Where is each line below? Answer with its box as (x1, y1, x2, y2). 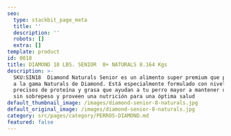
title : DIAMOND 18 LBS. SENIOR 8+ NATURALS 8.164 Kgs (7, 61, 168, 68)
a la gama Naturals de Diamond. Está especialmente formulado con (13, 80, 208, 87)
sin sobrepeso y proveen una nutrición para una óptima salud (13, 93, 195, 100)
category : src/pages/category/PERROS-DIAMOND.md (7, 112, 149, 119)
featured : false (7, 118, 54, 126)
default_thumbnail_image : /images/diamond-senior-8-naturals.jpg (7, 100, 198, 106)
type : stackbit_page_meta (13, 16, 88, 23)
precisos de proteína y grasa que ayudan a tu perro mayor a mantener (13, 87, 220, 93)
